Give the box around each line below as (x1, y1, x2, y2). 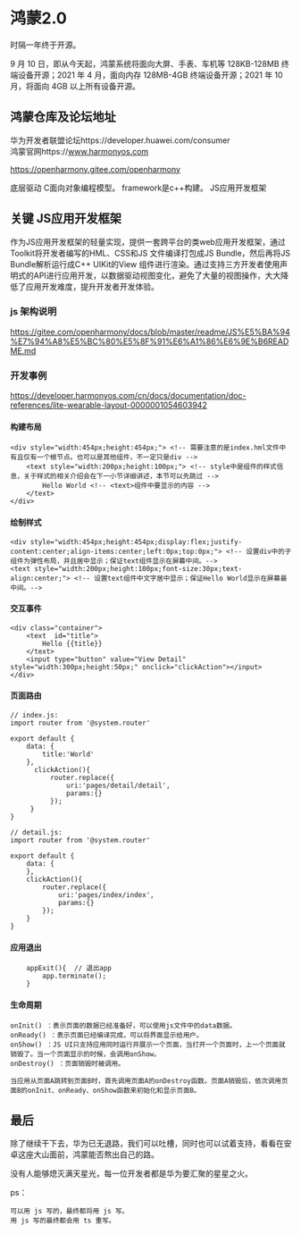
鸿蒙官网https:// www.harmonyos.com (10, 146, 149, 156)
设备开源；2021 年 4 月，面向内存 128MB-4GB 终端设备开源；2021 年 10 (17, 69, 284, 80)
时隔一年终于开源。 (10, 39, 81, 50)
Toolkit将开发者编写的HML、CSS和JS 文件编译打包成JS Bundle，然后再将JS (10, 248, 291, 258)
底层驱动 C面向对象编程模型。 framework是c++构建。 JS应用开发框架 (10, 182, 267, 193)
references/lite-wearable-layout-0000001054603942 (10, 399, 208, 411)
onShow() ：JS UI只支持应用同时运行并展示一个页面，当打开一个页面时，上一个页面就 (10, 1040, 286, 1050)
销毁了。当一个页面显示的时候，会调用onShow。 (10, 1050, 161, 1059)
